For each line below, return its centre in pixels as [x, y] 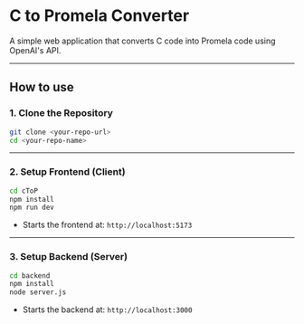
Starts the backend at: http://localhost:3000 [107, 310]
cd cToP [24, 191]
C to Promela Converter [100, 16]
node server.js [38, 292]
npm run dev [32, 208]
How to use [42, 87]
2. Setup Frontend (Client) [67, 172]
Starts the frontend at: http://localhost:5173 [107, 225]
